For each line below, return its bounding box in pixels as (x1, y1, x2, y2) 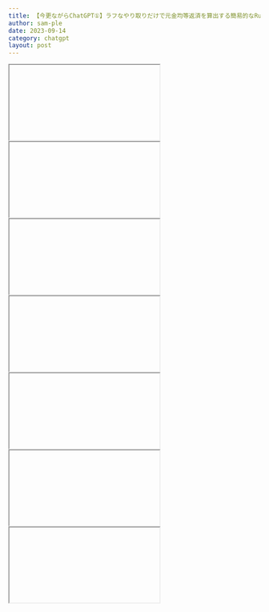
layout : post (8, 42, 52, 50)
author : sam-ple (8, 19, 62, 27)
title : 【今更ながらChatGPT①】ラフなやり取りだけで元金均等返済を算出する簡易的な (8, 11, 255, 20)
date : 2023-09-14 (8, 26, 66, 34)
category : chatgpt (8, 34, 70, 42)
